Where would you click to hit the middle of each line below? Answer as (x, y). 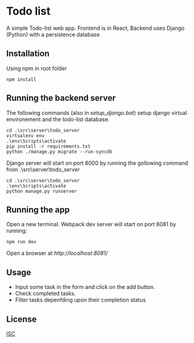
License (22, 319)
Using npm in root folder (37, 68)
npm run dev (21, 242)
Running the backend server (61, 98)
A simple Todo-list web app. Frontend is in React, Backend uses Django (95, 28)
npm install (21, 79)
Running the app (38, 210)
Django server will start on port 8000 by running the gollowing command (97, 163)
